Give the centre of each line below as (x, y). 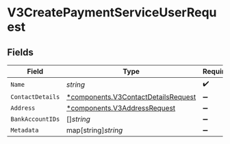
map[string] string (94, 130)
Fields (21, 52)
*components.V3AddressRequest (121, 108)
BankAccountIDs (35, 119)
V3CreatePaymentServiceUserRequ (112, 13)
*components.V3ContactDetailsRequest (131, 97)
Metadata (25, 130)
